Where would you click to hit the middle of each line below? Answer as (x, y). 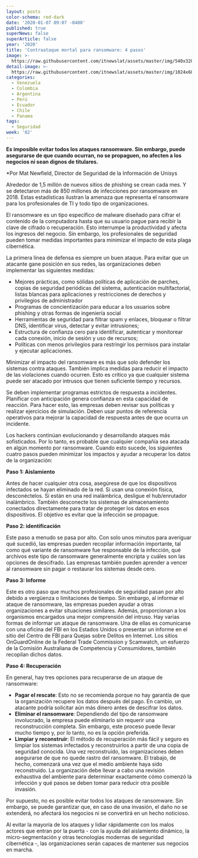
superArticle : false (32, 39)
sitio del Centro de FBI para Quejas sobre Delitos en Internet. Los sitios (92, 635)
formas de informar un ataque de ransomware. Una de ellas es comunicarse (99, 623)
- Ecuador (23, 105)
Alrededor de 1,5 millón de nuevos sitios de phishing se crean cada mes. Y (96, 184)
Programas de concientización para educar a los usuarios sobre (92, 306)
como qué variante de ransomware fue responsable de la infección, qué (93, 550)
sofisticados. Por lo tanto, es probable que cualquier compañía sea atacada (98, 441)
